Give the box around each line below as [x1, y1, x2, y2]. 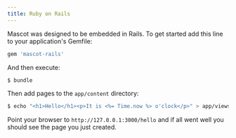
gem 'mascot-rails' [7, 50, 65, 57]
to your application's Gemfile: [7, 36, 93, 46]
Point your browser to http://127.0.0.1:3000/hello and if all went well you [7, 116, 225, 124]
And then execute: [7, 63, 60, 71]
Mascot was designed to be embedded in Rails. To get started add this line [7, 29, 223, 38]
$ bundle [7, 76, 33, 84]
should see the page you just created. [7, 123, 117, 132]
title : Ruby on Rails [7, 10, 71, 18]
